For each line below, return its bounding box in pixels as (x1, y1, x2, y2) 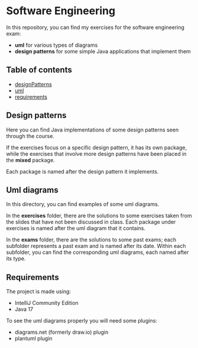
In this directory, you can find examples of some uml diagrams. (6, 201, 160, 208)
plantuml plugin (14, 335, 53, 342)
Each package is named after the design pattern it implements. (6, 167, 159, 175)
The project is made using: (6, 288, 71, 295)
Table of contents (6, 65, 72, 75)
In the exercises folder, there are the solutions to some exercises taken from (6, 212, 192, 220)
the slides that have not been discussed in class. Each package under (6, 218, 176, 225)
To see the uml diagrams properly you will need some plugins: (6, 317, 158, 324)
